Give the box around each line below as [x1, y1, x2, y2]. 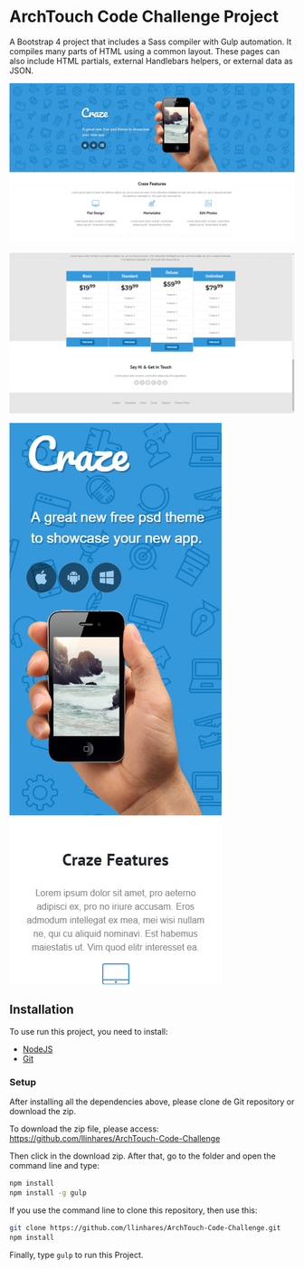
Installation [9, 1002, 74, 1018]
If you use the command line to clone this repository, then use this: [9, 1205, 258, 1216]
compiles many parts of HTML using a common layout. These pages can [9, 45, 280, 56]
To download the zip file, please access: [9, 1123, 160, 1134]
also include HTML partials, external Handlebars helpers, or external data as [9, 55, 293, 66]
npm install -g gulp [9, 1188, 88, 1198]
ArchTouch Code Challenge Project [9, 6, 279, 27]
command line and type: [9, 1160, 100, 1171]
